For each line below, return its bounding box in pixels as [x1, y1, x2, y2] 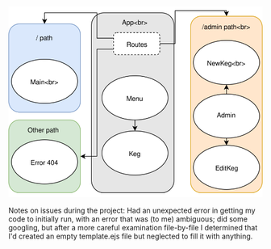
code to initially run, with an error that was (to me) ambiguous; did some [8, 214, 248, 224]
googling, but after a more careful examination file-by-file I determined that [8, 223, 258, 233]
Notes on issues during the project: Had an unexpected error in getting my [8, 205, 256, 216]
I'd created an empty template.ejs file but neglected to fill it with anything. [8, 231, 253, 241]
